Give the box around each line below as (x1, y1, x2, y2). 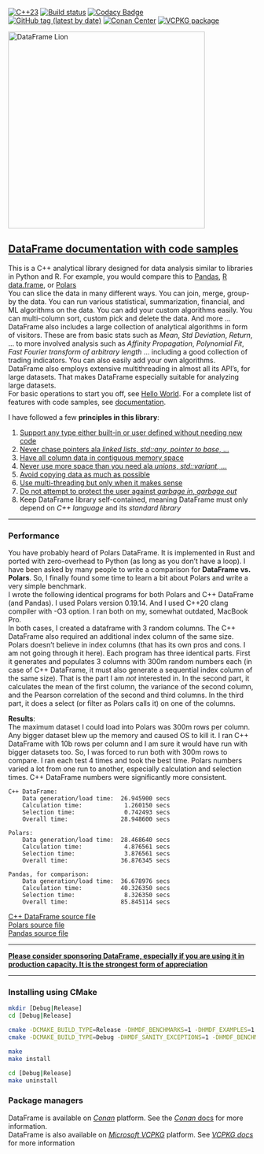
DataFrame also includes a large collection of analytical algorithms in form (8, 321, 248, 331)
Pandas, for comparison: (8, 870, 90, 878)
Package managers (8, 1095, 84, 1106)
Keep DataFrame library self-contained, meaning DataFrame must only (19, 495, 248, 504)
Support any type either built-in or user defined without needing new (19, 428, 243, 437)
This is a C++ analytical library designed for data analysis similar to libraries (8, 263, 254, 273)
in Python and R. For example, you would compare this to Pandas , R (8, 272, 228, 281)
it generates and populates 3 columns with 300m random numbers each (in (8, 657, 253, 666)
